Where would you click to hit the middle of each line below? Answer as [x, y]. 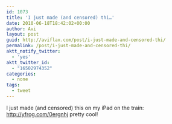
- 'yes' [21, 57]
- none [20, 79]
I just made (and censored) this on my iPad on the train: [75, 108]
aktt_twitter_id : [28, 62]
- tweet [21, 91]
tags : [13, 85]
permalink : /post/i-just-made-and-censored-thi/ [68, 46]
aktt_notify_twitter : [33, 51]
